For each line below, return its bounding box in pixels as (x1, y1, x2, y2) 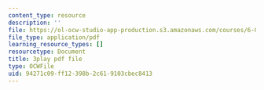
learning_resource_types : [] (8, 41, 104, 49)
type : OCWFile (8, 63, 55, 70)
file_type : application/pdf (8, 33, 101, 41)
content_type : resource (8, 11, 86, 20)
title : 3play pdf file (8, 56, 82, 63)
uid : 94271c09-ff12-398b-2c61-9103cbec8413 (8, 70, 153, 77)
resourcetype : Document (8, 48, 86, 56)
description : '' (8, 19, 61, 27)
